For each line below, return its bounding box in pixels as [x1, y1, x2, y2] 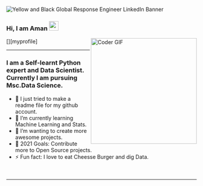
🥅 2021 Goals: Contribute [14, 139, 77, 147]
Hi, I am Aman [6, 24, 48, 33]
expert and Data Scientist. [6, 66, 85, 75]
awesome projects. [14, 133, 63, 141]
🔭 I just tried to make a [14, 95, 71, 102]
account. [14, 107, 37, 115]
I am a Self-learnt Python [6, 59, 81, 67]
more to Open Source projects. [14, 146, 92, 153]
